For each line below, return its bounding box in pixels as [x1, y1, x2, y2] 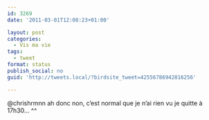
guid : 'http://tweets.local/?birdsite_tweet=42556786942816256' [7, 74, 197, 81]
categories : [7, 35, 42, 42]
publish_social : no [7, 67, 64, 74]
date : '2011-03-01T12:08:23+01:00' [7, 17, 110, 23]
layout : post [7, 29, 45, 36]
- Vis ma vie [13, 42, 51, 49]
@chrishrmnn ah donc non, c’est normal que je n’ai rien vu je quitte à [7, 99, 203, 107]
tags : [7, 48, 23, 55]
